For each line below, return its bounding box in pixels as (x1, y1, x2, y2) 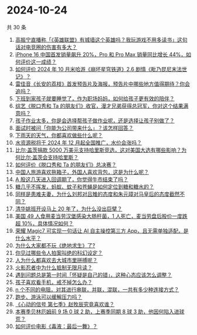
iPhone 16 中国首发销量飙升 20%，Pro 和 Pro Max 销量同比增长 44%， (15, 51, 186, 58)
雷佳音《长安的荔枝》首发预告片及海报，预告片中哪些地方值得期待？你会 (15, 80, 190, 87)
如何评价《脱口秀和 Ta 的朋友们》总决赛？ (15, 161, 117, 168)
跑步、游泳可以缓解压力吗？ (15, 293, 83, 300)
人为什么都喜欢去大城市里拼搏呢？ (15, 256, 98, 263)
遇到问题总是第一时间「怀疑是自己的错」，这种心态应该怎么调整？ (15, 271, 172, 278)
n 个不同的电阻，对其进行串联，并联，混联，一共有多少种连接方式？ (15, 286, 179, 293)
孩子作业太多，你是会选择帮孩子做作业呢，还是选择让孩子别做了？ (15, 117, 175, 124)
